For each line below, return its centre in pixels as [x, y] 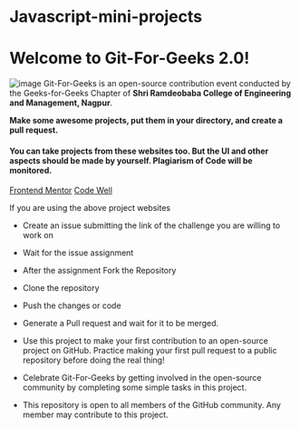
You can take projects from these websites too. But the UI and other [139, 151]
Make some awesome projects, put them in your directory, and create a [146, 121]
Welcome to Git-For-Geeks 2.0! [130, 59]
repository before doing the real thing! [93, 360]
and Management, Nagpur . [61, 103]
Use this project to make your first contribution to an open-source [145, 341]
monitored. [31, 170]
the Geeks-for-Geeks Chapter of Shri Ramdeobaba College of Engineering [150, 94]
